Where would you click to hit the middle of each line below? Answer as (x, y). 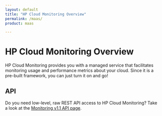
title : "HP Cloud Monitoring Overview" (46, 14)
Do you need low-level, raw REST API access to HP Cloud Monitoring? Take (81, 103)
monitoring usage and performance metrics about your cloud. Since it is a (80, 70)
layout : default (22, 10)
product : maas (20, 23)
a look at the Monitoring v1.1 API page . (43, 108)
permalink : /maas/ (24, 19)
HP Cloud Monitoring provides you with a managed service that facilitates (79, 65)
